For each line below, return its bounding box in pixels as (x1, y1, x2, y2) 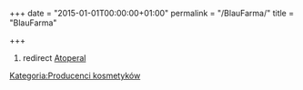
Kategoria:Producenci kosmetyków (9, 70, 141, 81)
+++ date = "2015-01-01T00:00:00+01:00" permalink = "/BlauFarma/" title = (9, 8, 294, 18)
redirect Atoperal (22, 53, 86, 63)
